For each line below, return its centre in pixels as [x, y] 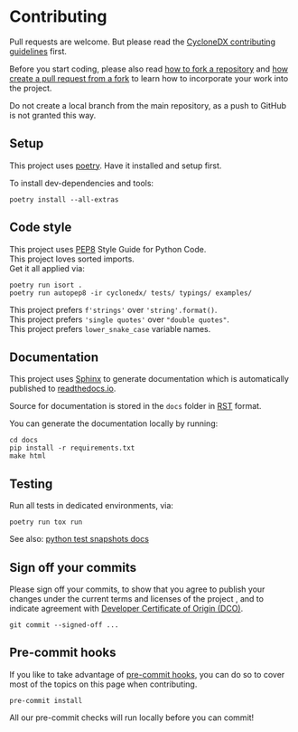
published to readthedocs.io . [63, 389]
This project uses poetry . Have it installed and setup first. [116, 166]
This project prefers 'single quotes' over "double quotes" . [120, 319]
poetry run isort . [46, 285]
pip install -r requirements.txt [72, 448]
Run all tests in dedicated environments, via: [92, 506]
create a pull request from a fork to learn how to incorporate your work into [149, 78]
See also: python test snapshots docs [79, 539]
